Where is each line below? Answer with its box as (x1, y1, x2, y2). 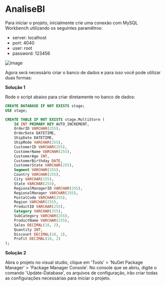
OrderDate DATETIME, (14, 131, 56, 136)
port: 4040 (12, 40, 35, 45)
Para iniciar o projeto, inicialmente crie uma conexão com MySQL (5, 20, 138, 26)
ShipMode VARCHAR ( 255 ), (14, 140, 63, 145)
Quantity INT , (14, 227, 43, 232)
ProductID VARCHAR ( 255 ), (14, 204, 65, 209)
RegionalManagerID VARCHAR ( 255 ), (14, 186, 83, 191)
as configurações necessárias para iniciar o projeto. (5, 275, 111, 281)
